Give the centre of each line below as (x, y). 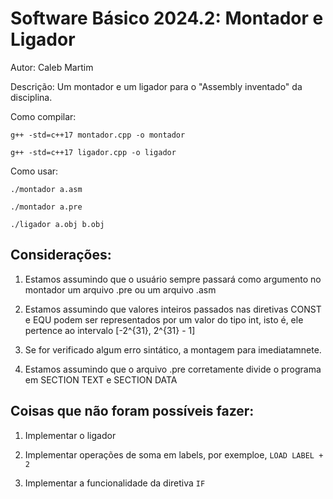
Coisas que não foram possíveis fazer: (132, 411)
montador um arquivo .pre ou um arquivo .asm (120, 289)
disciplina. (31, 97)
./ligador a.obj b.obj (57, 224)
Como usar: (34, 171)
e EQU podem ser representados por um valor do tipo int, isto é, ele (164, 319)
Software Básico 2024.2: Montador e (167, 18)
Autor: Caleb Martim (52, 67)
